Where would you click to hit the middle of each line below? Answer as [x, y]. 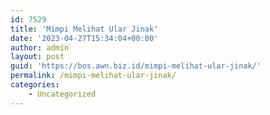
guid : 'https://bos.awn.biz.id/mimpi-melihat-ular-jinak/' [136, 66]
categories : [35, 85]
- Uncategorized [62, 94]
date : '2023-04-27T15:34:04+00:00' [84, 38]
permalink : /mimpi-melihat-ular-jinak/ [93, 76]
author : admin [40, 47]
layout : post [37, 57]
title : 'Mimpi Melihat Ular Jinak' [84, 29]
